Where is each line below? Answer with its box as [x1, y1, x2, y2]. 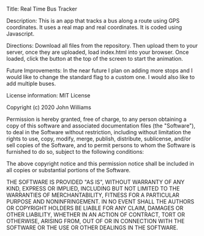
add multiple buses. [6, 80, 56, 87]
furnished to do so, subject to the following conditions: [6, 148, 144, 155]
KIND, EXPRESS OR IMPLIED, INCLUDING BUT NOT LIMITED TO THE [6, 185, 180, 192]
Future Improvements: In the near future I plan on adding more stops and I [6, 67, 193, 74]
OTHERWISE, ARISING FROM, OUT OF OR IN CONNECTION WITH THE [6, 218, 185, 224]
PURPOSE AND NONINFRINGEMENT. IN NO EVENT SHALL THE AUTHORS [6, 198, 195, 205]
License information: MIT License [6, 92, 91, 99]
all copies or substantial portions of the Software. [6, 167, 130, 173]
